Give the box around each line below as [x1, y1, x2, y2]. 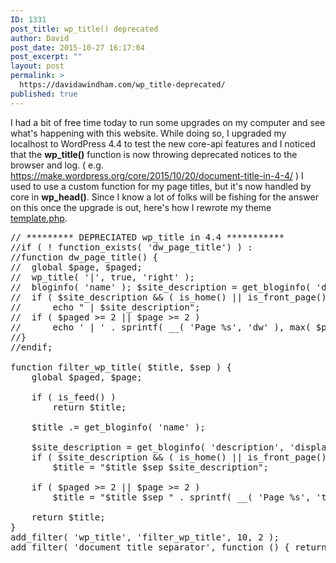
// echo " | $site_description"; [10, 301, 201, 313]
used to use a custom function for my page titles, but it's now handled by [10, 180, 312, 192]
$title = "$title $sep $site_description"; [52, 461, 270, 473]
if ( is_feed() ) [31, 391, 117, 403]
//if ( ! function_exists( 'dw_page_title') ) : [10, 241, 253, 253]
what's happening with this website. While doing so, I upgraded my [10, 127, 287, 139]
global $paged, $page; [31, 371, 143, 383]
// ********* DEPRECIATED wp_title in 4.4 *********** [10, 231, 285, 243]
